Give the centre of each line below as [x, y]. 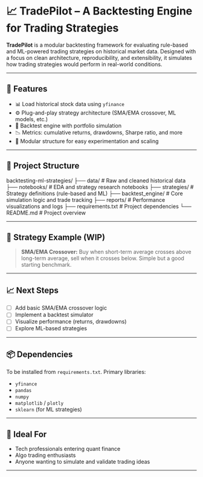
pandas [23, 391]
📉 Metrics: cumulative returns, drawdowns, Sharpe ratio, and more [99, 132]
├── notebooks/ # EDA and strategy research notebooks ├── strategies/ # [100, 187]
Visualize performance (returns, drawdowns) [71, 322]
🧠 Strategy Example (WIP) [56, 237]
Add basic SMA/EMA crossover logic [61, 308]
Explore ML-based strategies [51, 329]
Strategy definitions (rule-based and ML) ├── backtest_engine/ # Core [95, 193]
